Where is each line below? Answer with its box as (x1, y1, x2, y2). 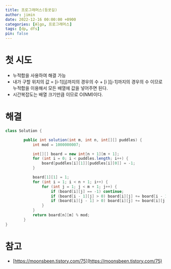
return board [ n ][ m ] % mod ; (32, 213, 90, 218)
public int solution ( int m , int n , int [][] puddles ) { (23, 137, 142, 142)
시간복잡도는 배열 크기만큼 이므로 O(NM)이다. (12, 91, 103, 97)
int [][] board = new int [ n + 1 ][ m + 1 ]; (32, 151, 120, 157)
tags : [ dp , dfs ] (5, 26, 40, 32)
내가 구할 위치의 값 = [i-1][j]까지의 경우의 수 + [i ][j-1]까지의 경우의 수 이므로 (12, 78, 163, 84)
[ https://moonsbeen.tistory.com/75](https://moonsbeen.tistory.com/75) (12, 258, 162, 264)
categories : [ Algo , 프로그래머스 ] (5, 21, 72, 27)
